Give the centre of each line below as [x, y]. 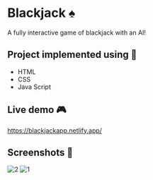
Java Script [34, 87]
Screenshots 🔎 [40, 152]
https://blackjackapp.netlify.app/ [55, 130]
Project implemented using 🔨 [72, 55]
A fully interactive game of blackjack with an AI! [77, 32]
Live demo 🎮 [37, 110]
